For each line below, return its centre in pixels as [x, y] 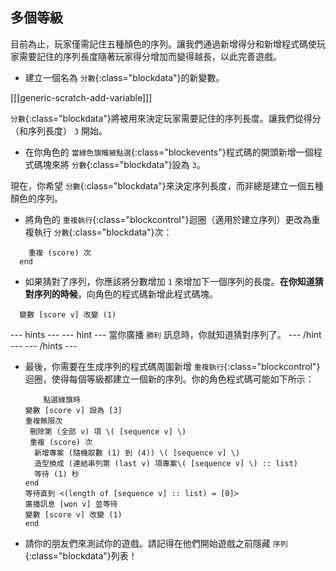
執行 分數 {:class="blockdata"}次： [103, 232]
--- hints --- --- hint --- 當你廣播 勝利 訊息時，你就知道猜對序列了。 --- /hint [166, 334]
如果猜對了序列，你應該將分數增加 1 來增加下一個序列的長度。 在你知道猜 [174, 281]
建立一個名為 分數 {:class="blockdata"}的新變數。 [124, 77]
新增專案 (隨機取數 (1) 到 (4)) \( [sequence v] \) [137, 453]
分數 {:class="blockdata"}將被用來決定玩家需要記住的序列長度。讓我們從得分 [166, 118]
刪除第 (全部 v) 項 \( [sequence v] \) [108, 431]
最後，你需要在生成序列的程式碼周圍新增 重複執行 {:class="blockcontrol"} [172, 366]
